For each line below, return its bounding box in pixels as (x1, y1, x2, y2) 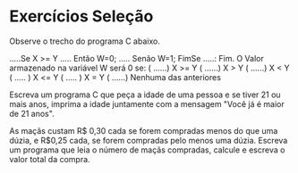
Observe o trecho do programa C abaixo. (9, 36, 161, 46)
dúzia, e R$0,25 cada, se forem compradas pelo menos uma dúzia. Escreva (9, 135, 288, 145)
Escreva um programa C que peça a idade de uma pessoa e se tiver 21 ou (9, 89, 281, 100)
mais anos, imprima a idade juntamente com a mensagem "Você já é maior (9, 98, 285, 109)
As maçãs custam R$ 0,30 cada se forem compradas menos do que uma (9, 125, 278, 136)
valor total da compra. (9, 153, 91, 164)
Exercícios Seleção (9, 6, 154, 27)
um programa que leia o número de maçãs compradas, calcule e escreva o (9, 144, 285, 155)
